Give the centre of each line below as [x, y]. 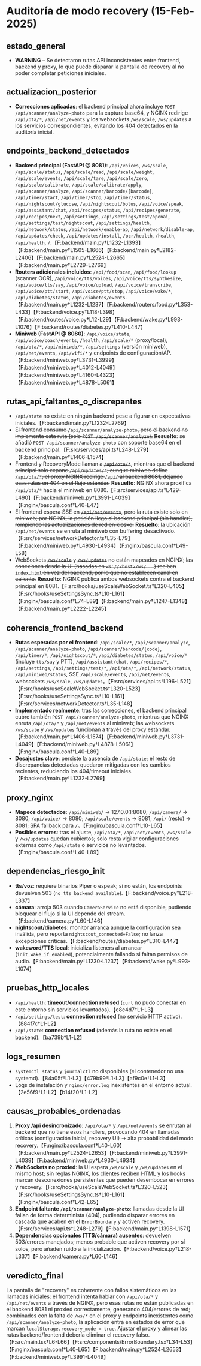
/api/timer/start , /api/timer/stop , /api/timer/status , [83, 197]
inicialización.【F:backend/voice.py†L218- [140, 1249]
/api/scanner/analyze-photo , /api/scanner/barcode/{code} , [88, 649]
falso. [143, 1335]
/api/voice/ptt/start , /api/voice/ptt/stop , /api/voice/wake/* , [94, 291]
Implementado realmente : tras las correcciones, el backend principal [100, 711]
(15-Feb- [172, 11]
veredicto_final [35, 1276]
